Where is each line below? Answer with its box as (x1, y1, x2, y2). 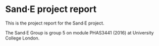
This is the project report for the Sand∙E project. (5, 20, 104, 26)
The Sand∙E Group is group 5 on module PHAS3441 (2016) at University (5, 29, 154, 35)
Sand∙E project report (5, 3, 97, 15)
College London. (5, 35, 40, 41)
